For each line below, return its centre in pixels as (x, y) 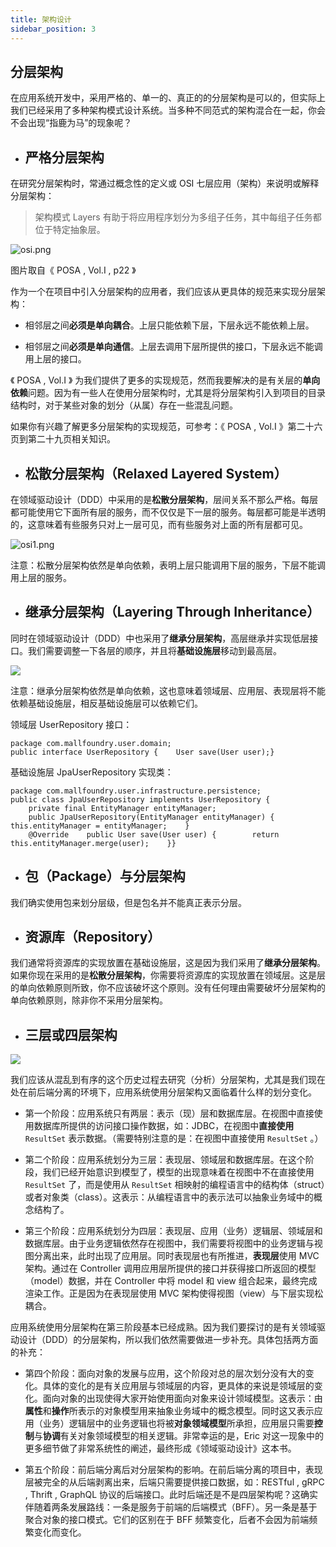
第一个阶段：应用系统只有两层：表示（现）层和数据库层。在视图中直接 (169, 1113)
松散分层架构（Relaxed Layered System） (156, 473)
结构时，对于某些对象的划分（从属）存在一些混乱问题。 (124, 405)
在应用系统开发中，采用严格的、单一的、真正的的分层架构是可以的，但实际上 (168, 98)
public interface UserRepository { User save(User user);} (142, 752)
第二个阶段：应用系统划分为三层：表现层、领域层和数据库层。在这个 (165, 1160)
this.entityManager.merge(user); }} (93, 843)
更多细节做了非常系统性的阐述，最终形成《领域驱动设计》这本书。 (160, 1448)
